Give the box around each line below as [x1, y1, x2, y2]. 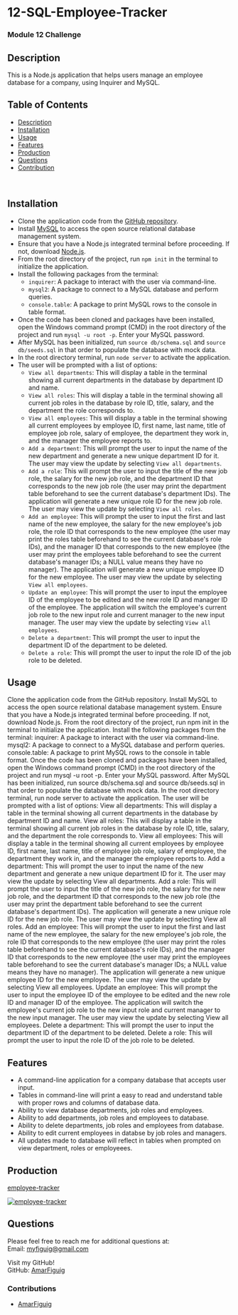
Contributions [7, 1284, 57, 1294]
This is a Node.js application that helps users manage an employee [7, 71, 204, 79]
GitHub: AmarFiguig [7, 1266, 65, 1274]
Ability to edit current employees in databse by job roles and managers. [17, 1129, 227, 1138]
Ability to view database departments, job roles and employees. [17, 1106, 205, 1115]
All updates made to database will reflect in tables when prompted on [17, 1136, 222, 1145]
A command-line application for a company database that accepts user [17, 1076, 226, 1084]
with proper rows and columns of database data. [17, 1098, 161, 1107]
